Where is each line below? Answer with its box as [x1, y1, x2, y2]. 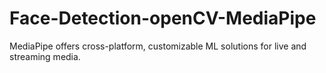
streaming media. [9, 50, 81, 62]
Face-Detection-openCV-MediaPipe [9, 7, 317, 30]
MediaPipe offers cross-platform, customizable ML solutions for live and [9, 40, 307, 52]
